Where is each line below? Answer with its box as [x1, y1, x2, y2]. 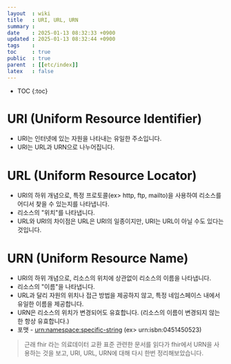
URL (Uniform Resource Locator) [7, 168, 197, 183]
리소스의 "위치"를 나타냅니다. [17, 208, 95, 217]
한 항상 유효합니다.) [17, 317, 70, 325]
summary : [7, 23, 36, 30]
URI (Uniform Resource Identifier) [7, 111, 202, 126]
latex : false [7, 68, 54, 74]
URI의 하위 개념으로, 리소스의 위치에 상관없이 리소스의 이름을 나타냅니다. [17, 274, 212, 283]
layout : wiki [7, 10, 51, 17]
